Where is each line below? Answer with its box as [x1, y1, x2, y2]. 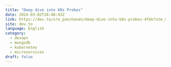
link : [5, 17, 17, 22]
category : [5, 31, 26, 36]
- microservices [10, 49, 44, 54]
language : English [5, 26, 44, 31]
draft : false [5, 54, 33, 59]
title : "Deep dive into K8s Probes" [5, 7, 83, 13]
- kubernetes [10, 45, 38, 50]
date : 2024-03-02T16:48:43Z [5, 12, 65, 17]
